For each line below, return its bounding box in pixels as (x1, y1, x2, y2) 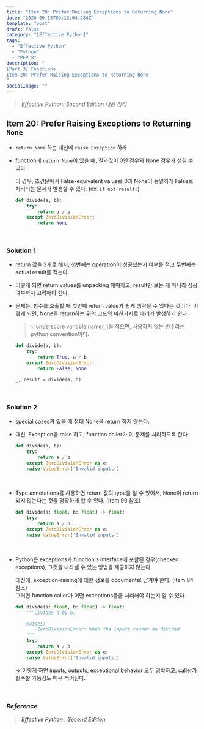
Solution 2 (6, 403, 38, 411)
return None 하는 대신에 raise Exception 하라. (15, 143, 129, 151)
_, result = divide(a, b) (15, 376, 81, 383)
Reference (6, 701, 38, 710)
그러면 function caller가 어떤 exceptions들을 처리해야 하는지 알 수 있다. (15, 591, 186, 599)
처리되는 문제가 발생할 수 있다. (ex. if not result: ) (15, 185, 140, 192)
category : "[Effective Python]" (6, 32, 89, 38)
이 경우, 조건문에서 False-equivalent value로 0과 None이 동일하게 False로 (15, 177, 194, 184)
